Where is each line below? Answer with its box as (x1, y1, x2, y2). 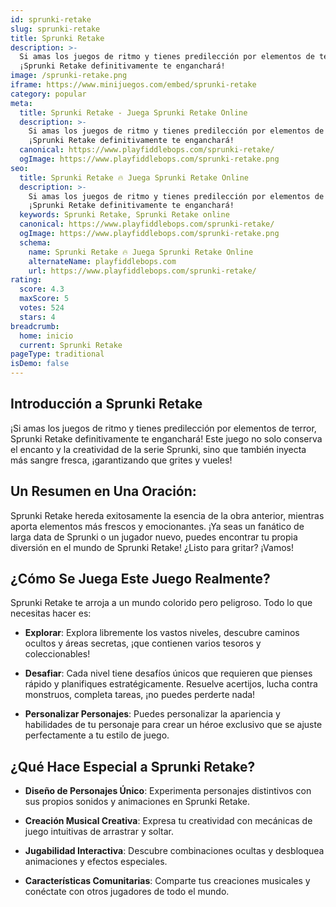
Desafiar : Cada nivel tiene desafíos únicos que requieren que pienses (24, 667, 313, 680)
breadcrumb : (10, 321, 60, 331)
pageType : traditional (10, 349, 105, 360)
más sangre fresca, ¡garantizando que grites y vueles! (10, 454, 233, 466)
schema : (19, 237, 52, 248)
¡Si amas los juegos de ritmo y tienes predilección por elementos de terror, (10, 422, 317, 434)
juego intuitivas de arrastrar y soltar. (24, 826, 175, 838)
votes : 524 (19, 303, 65, 313)
